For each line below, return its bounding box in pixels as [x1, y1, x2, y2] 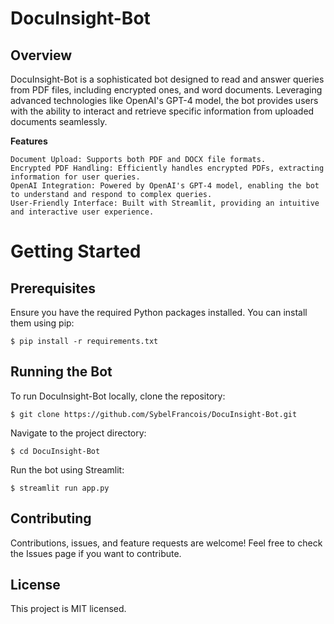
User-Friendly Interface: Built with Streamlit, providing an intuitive [10, 198, 320, 208]
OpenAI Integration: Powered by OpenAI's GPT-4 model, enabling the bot [10, 181, 320, 191]
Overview [10, 47, 73, 64]
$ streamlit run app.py [10, 483, 110, 493]
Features [10, 135, 48, 147]
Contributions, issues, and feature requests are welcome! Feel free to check [10, 537, 323, 549]
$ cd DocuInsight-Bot [10, 446, 101, 456]
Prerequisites [10, 280, 96, 297]
